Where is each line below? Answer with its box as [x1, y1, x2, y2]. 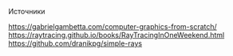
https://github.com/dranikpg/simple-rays [8, 39, 142, 48]
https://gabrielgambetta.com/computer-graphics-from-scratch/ [8, 22, 217, 31]
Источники [8, 7, 45, 16]
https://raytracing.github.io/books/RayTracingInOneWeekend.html [8, 31, 225, 39]
